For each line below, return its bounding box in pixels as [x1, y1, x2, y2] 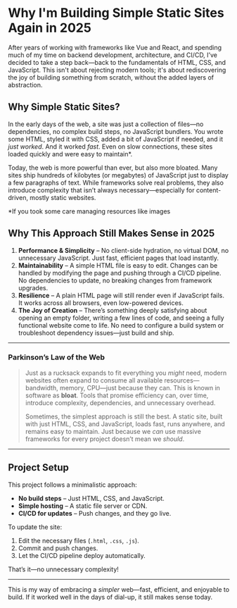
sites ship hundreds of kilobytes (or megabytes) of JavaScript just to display [8, 170, 229, 179]
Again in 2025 [8, 20, 92, 36]
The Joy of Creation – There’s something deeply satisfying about [18, 306, 207, 314]
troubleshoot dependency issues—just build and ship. [18, 328, 174, 337]
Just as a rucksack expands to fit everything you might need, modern [25, 368, 227, 377]
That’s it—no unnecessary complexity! [8, 565, 119, 573]
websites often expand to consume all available [25, 376, 163, 385]
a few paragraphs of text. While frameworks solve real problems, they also [8, 178, 224, 187]
